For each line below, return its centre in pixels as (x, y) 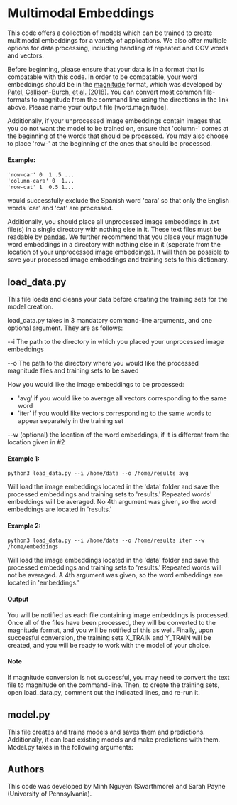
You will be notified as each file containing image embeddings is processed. (118, 615)
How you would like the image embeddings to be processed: (96, 384)
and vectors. (26, 55)
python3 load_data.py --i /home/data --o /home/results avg (98, 474)
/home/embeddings (33, 547)
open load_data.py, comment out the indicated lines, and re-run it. (104, 692)
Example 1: (24, 458)
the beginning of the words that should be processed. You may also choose (118, 136)
